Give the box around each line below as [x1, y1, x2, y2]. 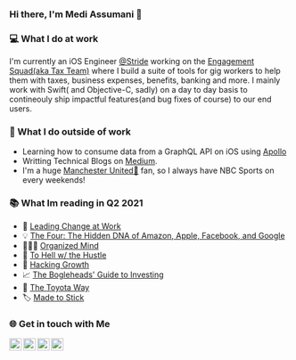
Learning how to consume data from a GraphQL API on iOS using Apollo [21, 146, 287, 157]
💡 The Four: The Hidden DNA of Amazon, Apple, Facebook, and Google [21, 230, 285, 241]
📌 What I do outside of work [9, 126, 131, 138]
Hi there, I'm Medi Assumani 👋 [9, 8, 143, 20]
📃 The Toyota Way [21, 282, 90, 292]
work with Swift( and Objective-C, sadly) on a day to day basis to [9, 85, 248, 95]
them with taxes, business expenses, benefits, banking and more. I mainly [9, 75, 281, 86]
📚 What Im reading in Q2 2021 [9, 197, 144, 209]
